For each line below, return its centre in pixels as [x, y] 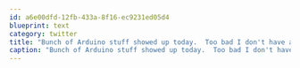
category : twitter [43, 34]
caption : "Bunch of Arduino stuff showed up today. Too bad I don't [142, 50]
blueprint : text [39, 26]
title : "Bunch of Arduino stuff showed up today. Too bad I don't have [147, 42]
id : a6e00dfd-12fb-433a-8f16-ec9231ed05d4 [89, 17]
